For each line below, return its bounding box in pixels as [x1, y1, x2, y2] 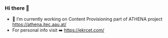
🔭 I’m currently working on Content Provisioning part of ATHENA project [12, 16, 163, 22]
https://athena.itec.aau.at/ [12, 21, 66, 27]
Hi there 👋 [5, 5, 30, 12]
